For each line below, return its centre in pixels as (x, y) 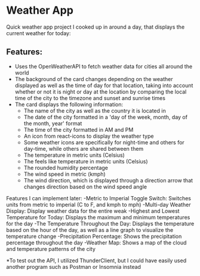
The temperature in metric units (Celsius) (74, 155)
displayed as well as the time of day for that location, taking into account (104, 85)
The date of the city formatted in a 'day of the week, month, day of (106, 117)
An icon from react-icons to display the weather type (89, 136)
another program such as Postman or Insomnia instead (74, 266)
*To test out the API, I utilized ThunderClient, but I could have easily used (96, 261)
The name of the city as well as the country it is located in (95, 110)
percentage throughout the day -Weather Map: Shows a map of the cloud (96, 243)
